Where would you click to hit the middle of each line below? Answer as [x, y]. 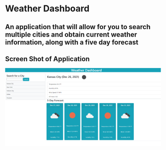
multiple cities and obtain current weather [71, 34]
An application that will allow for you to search [78, 27]
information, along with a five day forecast [72, 42]
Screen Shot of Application [47, 59]
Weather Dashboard [47, 9]
